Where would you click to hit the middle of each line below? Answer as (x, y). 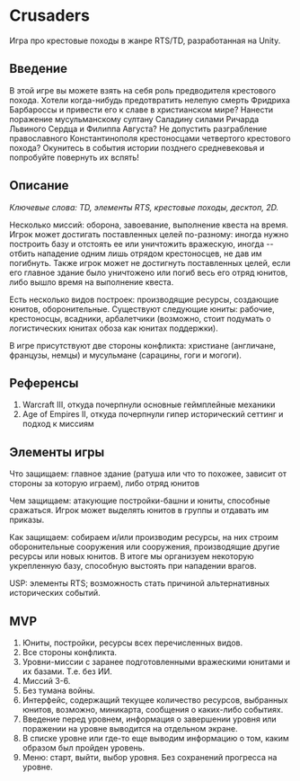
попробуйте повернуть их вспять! (74, 157)
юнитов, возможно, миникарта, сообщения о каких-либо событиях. (153, 710)
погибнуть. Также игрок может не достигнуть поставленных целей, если (150, 262)
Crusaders (49, 16)
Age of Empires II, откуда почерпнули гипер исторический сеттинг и (153, 414)
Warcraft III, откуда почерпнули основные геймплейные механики (149, 404)
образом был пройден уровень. (84, 748)
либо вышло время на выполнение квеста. (92, 282)
